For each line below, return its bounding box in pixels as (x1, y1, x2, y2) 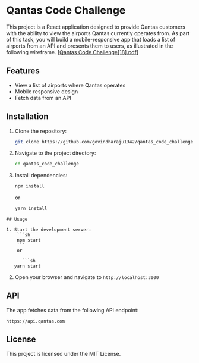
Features (6, 66, 40, 76)
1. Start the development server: (6, 227, 92, 233)
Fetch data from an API (14, 94, 71, 101)
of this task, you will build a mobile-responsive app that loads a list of (6, 36, 176, 43)
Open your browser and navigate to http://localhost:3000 (14, 274, 159, 281)
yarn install (14, 206, 48, 212)
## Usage (6, 217, 28, 223)
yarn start (14, 263, 42, 270)
